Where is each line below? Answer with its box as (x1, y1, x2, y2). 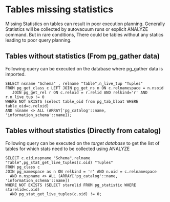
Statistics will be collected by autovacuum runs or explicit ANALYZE (5, 26, 148, 32)
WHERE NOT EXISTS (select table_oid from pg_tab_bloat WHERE (5, 99, 139, 104)
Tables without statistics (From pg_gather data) (5, 52, 160, 61)
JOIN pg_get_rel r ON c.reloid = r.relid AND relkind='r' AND (12, 90, 147, 95)
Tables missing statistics (5, 4, 114, 15)
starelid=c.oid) (5, 187, 40, 192)
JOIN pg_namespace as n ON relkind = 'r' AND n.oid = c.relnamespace (5, 169, 157, 174)
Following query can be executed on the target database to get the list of (5, 140, 160, 146)
